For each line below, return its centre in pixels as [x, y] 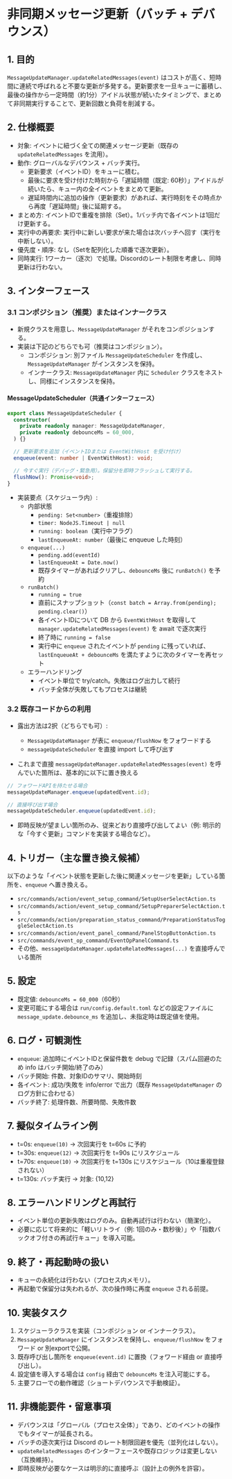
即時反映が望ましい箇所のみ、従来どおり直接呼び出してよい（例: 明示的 [119, 825]
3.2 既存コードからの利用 [49, 709]
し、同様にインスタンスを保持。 [73, 381]
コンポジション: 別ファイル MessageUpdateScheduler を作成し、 [117, 355]
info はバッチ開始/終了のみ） [66, 1067]
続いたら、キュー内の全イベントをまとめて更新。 [97, 189]
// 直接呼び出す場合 [33, 805]
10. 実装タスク [37, 1313]
